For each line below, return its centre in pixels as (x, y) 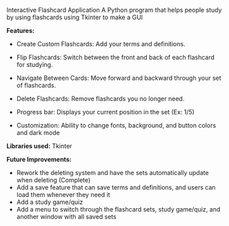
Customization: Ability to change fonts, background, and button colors (116, 125)
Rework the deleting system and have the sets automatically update (112, 173)
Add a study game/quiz (50, 202)
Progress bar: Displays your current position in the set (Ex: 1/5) (105, 112)
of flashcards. (36, 85)
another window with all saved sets (66, 217)
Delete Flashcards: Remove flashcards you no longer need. (100, 99)
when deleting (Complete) (53, 180)
